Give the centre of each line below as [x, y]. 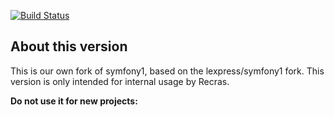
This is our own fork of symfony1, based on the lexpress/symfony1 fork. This [167, 71]
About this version [69, 46]
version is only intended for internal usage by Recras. [120, 81]
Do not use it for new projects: [74, 101]
